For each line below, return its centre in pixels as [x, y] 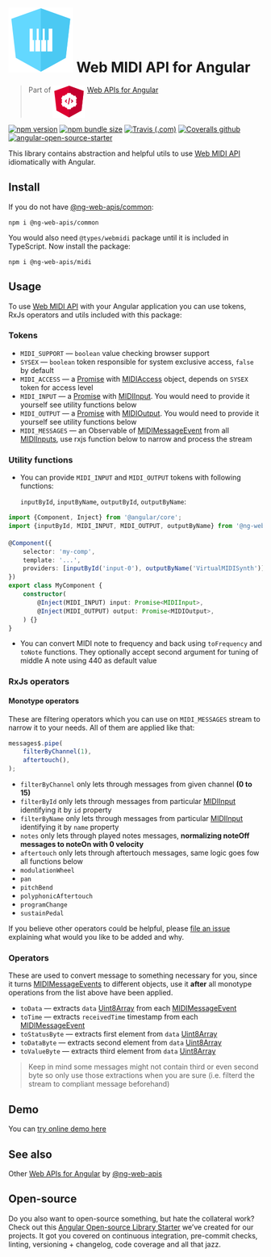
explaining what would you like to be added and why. [96, 937]
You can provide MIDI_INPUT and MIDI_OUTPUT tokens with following [130, 478]
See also [30, 1154]
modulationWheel [47, 871]
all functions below [51, 861]
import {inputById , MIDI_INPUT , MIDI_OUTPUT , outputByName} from [120, 526]
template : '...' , [52, 560]
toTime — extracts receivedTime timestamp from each [109, 1017]
